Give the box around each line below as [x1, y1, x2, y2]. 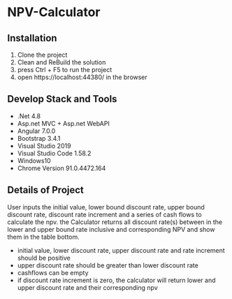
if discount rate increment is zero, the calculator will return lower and [17, 276, 216, 284]
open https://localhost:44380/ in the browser [17, 73, 148, 81]
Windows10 [17, 156, 51, 165]
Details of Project [7, 184, 84, 196]
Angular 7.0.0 [17, 127, 56, 135]
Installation [7, 32, 57, 44]
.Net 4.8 [17, 111, 41, 120]
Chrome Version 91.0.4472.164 [17, 164, 106, 172]
